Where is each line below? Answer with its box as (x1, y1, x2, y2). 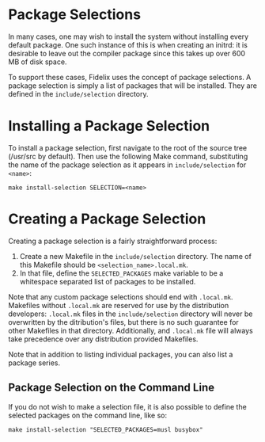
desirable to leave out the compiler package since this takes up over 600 (8, 48, 246, 58)
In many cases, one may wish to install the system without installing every (8, 32, 249, 41)
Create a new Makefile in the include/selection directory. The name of (19, 251, 252, 261)
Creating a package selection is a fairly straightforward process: (8, 236, 218, 246)
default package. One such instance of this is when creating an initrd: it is (8, 40, 248, 49)
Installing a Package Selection (8, 117, 210, 135)
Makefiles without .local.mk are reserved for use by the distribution (8, 300, 229, 310)
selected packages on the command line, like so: (8, 410, 168, 420)
